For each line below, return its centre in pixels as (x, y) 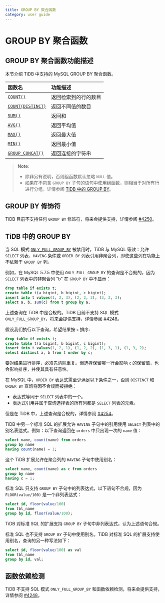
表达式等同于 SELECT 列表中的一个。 (49, 397)
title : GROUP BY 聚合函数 (31, 10)
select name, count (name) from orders (45, 440)
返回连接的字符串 (71, 153)
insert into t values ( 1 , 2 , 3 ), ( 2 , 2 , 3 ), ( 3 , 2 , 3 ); (63, 297)
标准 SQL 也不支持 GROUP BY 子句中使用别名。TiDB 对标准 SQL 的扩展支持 (80, 534)
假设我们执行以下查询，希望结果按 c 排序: (48, 329)
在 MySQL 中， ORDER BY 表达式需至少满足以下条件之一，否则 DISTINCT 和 (80, 380)
